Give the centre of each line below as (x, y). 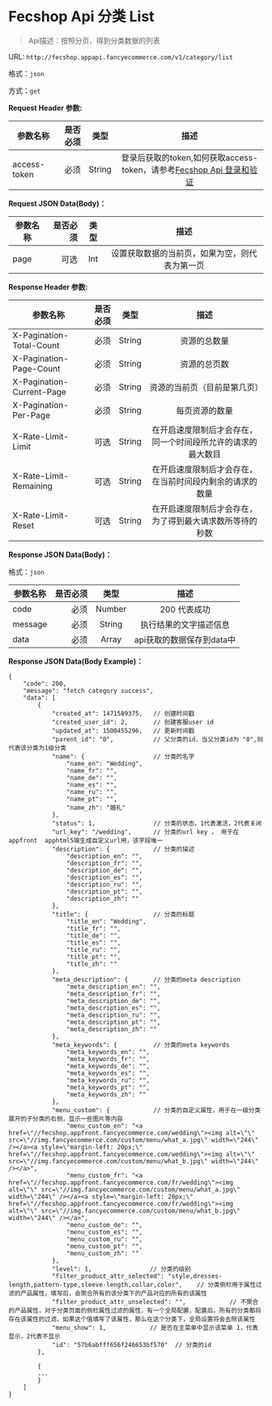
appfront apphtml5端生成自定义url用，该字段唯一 (86, 840)
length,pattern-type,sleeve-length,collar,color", (96, 1285)
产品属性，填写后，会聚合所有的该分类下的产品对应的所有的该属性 (114, 1293)
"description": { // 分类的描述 (123, 849)
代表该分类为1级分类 (38, 748)
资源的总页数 (204, 363)
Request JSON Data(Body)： (57, 203)
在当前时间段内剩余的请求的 (204, 481)
